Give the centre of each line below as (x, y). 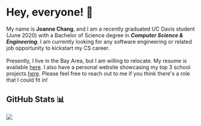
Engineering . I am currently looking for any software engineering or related (99, 41)
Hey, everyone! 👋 (50, 12)
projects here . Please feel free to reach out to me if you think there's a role (98, 73)
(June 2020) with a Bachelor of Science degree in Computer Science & (95, 35)
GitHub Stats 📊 (35, 99)
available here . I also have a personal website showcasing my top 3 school (98, 67)
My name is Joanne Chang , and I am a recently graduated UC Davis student (100, 29)
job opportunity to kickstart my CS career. (58, 48)
